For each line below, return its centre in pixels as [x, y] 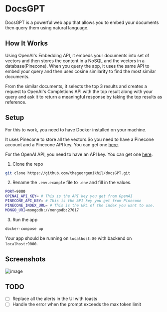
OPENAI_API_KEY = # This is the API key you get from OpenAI [69, 196]
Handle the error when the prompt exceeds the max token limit [77, 305]
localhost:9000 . [22, 243]
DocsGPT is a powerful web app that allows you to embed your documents [82, 22]
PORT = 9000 [15, 192]
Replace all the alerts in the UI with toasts [55, 299]
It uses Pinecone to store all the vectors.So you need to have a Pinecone [80, 139]
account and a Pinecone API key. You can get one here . [62, 144]
